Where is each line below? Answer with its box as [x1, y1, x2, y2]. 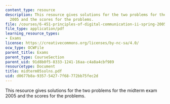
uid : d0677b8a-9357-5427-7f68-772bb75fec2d [5, 74, 99, 79]
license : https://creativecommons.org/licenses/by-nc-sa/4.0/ [5, 41, 139, 46]
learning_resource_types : [5, 31, 60, 36]
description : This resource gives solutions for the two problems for [5, 12, 157, 17]
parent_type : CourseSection [5, 54, 65, 60]
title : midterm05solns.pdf [5, 69, 62, 74]
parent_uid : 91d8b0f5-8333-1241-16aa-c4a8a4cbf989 [5, 59, 114, 64]
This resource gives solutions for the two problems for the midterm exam [5, 87, 157, 93]
